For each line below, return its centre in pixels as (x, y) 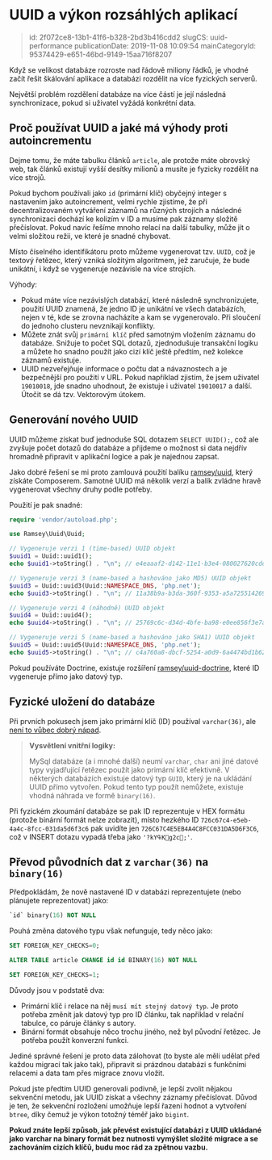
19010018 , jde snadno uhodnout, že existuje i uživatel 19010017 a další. (136, 386)
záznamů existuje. (51, 360)
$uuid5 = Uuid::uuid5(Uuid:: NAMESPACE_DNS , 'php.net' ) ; (105, 645)
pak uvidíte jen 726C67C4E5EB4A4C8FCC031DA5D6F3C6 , (175, 828)
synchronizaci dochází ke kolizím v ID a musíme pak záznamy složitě (123, 219)
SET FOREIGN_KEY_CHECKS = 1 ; (54, 975)
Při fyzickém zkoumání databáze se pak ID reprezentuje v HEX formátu (127, 811)
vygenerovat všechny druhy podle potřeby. (81, 489)
